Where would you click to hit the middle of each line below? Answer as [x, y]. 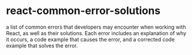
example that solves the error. [42, 46]
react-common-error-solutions [83, 11]
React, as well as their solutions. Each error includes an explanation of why [96, 33]
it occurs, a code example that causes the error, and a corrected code [90, 39]
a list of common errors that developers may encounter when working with [96, 27]
